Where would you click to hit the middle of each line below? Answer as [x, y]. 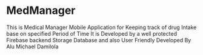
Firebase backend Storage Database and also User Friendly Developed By [99, 40]
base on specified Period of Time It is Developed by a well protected [92, 33]
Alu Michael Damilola [32, 47]
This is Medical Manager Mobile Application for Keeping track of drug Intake [101, 27]
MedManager [41, 11]
